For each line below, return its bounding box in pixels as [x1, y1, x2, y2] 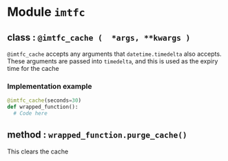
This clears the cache [7, 147, 69, 155]
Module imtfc [7, 4, 85, 20]
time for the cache [7, 65, 60, 72]
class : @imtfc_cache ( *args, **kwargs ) [7, 32, 191, 43]
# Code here [13, 110, 48, 117]
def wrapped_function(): [7, 104, 79, 111]
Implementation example [7, 81, 92, 91]
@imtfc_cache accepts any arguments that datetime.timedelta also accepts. [7, 50, 222, 58]
